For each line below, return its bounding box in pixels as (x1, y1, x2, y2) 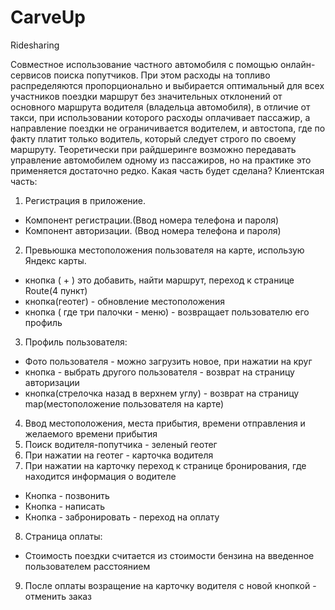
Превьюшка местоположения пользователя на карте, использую (24, 244, 305, 256)
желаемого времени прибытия (24, 427, 158, 440)
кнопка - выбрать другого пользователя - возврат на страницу (24, 366, 295, 378)
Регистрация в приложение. (24, 194, 147, 206)
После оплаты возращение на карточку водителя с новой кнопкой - (24, 579, 317, 591)
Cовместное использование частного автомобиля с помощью (10, 58, 278, 70)
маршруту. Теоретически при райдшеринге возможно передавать (10, 143, 297, 155)
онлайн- (279, 58, 316, 70)
